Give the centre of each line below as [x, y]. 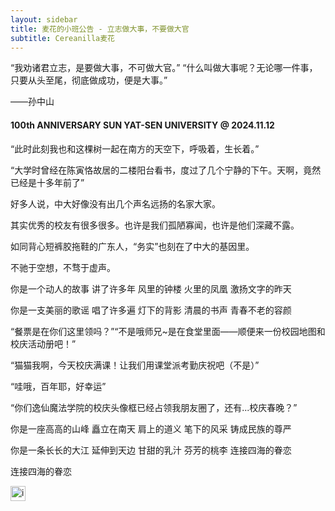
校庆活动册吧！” [43, 343]
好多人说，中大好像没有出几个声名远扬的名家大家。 [115, 203]
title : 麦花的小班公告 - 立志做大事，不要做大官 [100, 29]
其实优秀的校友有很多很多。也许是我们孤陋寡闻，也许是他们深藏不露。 [155, 225]
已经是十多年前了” [47, 182]
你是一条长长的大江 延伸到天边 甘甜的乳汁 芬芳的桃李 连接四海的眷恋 [151, 450]
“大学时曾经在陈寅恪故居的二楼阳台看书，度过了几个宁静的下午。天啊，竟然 [166, 170]
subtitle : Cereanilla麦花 [62, 38]
